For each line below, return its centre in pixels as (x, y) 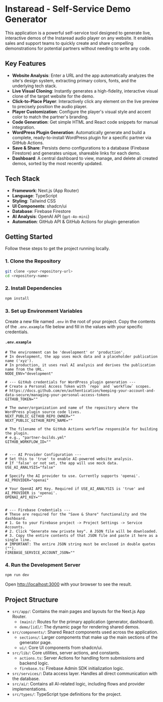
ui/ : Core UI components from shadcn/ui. (61, 648)
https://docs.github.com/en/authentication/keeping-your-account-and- (82, 391)
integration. (24, 127)
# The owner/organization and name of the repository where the (72, 408)
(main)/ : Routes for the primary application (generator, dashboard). (87, 622)
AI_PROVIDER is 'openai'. (31, 493)
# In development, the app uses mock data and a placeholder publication (81, 357)
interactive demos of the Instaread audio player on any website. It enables (79, 38)
